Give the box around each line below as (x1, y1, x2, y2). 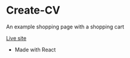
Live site (6, 34, 27, 41)
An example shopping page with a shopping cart (6, 23, 125, 30)
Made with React (14, 46, 56, 53)
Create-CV (6, 4, 61, 17)
